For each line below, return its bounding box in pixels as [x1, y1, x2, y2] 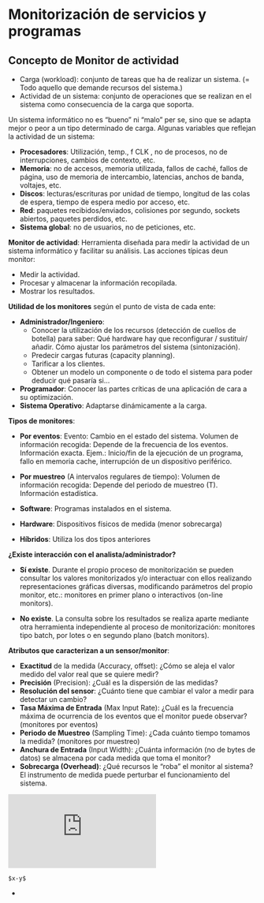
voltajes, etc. [19, 181, 61, 190]
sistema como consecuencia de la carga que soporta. [19, 100, 195, 109]
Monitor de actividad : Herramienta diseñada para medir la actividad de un [8, 238, 250, 247]
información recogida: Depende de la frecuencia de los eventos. [19, 440, 229, 449]
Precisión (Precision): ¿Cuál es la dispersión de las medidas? [19, 678, 218, 687]
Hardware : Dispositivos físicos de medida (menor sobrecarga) [19, 519, 223, 528]
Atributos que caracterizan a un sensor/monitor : [8, 646, 170, 655]
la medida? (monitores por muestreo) [19, 737, 140, 746]
